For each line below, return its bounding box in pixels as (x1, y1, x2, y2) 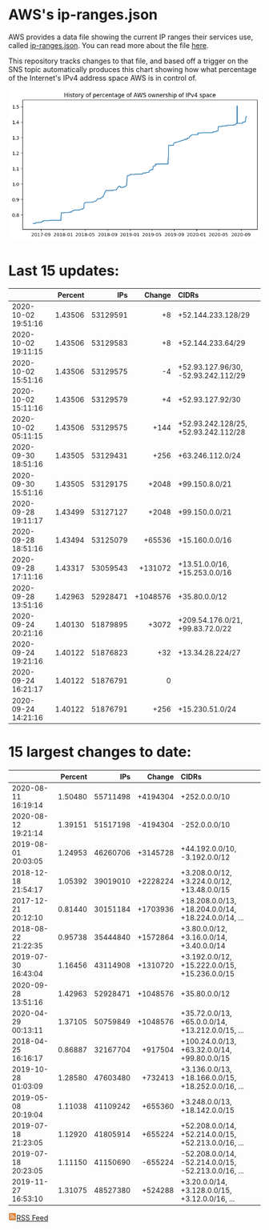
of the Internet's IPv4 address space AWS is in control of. (8, 73, 198, 82)
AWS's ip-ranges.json (8, 6, 159, 24)
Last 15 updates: (8, 262, 120, 279)
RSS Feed (16, 1212, 49, 1222)
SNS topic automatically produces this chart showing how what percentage (8, 64, 257, 74)
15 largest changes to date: (8, 743, 192, 761)
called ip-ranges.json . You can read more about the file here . (8, 40, 209, 50)
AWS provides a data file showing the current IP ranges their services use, (8, 32, 254, 42)
